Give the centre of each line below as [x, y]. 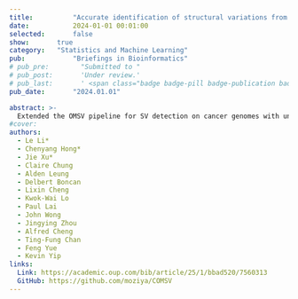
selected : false [51, 34]
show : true [41, 42]
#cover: [24, 124]
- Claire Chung [45, 165]
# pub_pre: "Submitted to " [75, 67]
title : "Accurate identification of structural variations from [149, 17]
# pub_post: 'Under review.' [75, 75]
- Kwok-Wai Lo [43, 199]
